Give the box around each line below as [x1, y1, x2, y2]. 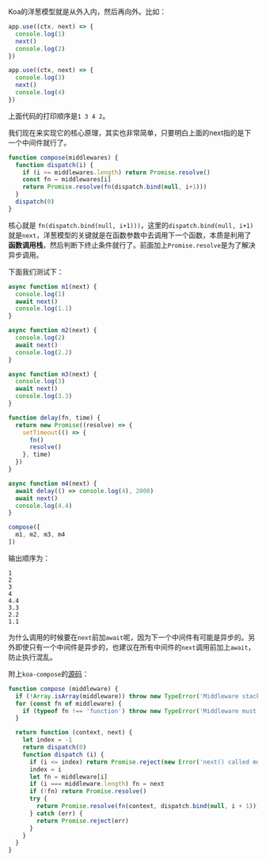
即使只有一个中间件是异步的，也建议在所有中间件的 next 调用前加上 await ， [14, 642, 256, 651]
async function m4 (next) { [8, 480, 97, 487]
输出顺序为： [8, 553, 50, 563]
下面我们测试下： [8, 267, 64, 276]
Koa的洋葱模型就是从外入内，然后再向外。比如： [8, 7, 167, 16]
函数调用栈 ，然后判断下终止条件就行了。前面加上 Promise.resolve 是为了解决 [8, 240, 256, 249]
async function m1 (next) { [8, 283, 97, 290]
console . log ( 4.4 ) [15, 502, 73, 510]
